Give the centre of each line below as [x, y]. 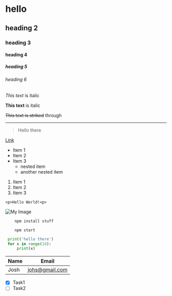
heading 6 [16, 80]
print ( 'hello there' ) [30, 239]
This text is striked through [34, 115]
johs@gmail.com [48, 270]
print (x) [26, 249]
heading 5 [16, 66]
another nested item [41, 172]
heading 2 [22, 28]
